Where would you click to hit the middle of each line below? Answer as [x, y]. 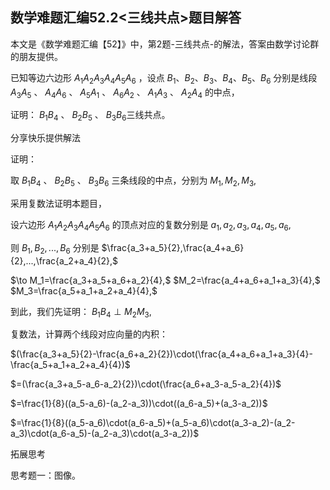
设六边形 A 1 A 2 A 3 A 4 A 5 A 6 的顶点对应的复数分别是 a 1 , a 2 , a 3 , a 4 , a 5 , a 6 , [151, 226]
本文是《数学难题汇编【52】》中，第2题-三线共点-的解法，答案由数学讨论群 [165, 44]
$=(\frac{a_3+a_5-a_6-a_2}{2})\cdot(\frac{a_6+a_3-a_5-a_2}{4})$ [146, 384]
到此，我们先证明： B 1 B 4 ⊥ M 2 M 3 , [81, 312]
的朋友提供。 [36, 56]
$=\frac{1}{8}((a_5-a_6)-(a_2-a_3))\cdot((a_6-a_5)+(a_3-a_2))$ [139, 404]
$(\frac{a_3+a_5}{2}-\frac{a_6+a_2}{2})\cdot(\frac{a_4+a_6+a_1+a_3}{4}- [161, 354]
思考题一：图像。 [45, 475]
